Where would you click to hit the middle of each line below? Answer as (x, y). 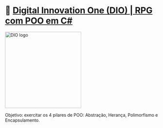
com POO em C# (39, 21)
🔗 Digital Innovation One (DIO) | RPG (79, 11)
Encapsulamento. (22, 120)
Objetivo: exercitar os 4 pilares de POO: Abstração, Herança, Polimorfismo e (81, 115)
